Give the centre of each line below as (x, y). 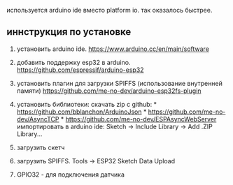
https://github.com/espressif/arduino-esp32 (80, 70)
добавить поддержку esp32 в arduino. (73, 62)
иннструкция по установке (69, 32)
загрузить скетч (41, 147)
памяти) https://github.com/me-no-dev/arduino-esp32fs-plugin (109, 91)
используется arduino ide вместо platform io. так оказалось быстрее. (110, 10)
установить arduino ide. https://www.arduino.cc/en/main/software (113, 49)
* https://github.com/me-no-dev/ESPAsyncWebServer (139, 119)
